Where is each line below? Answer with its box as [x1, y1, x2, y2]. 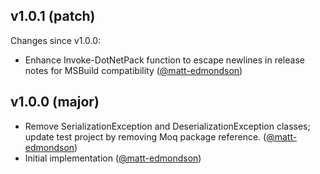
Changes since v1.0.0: [10, 34, 102, 46]
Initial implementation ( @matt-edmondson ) [24, 152, 202, 164]
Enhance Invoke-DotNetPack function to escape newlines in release [24, 54, 305, 66]
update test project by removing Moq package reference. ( [24, 130, 267, 143]
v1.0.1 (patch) [10, 8, 96, 25]
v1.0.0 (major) [10, 94, 100, 111]
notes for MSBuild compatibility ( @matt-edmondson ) [24, 64, 243, 76]
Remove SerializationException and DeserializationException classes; [24, 120, 311, 132]
